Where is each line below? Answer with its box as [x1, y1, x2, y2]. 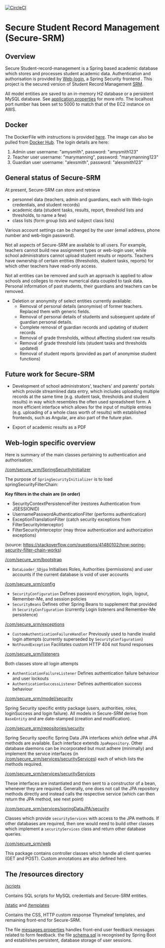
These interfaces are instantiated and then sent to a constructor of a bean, [5, 780, 157, 787]
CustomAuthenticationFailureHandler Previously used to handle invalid [12, 631, 156, 637]
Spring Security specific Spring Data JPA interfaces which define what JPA [5, 735, 158, 741]
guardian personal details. [19, 319, 73, 325]
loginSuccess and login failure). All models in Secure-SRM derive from [5, 710, 148, 716]
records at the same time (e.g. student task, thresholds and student [12, 394, 149, 399]
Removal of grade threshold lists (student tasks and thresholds [19, 340, 147, 346]
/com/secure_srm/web [5, 841, 51, 847]
